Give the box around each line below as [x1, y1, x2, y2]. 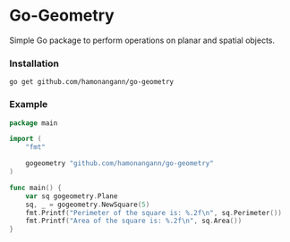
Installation [9, 57, 60, 70]
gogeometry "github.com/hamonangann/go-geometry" [25, 159, 215, 168]
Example [9, 98, 48, 111]
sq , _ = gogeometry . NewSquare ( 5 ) [25, 200, 150, 209]
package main [9, 118, 58, 128]
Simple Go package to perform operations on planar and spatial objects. [9, 35, 276, 46]
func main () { [9, 183, 63, 192]
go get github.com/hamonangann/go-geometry [9, 78, 175, 87]
